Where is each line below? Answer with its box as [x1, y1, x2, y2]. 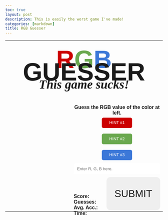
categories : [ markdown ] [5, 21, 55, 26]
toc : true [5, 7, 26, 12]
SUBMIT [114, 187, 152, 199]
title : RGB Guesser [5, 26, 46, 31]
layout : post [5, 12, 32, 17]
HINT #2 [109, 136, 125, 141]
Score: [73, 193, 89, 199]
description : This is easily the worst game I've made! [5, 16, 124, 21]
